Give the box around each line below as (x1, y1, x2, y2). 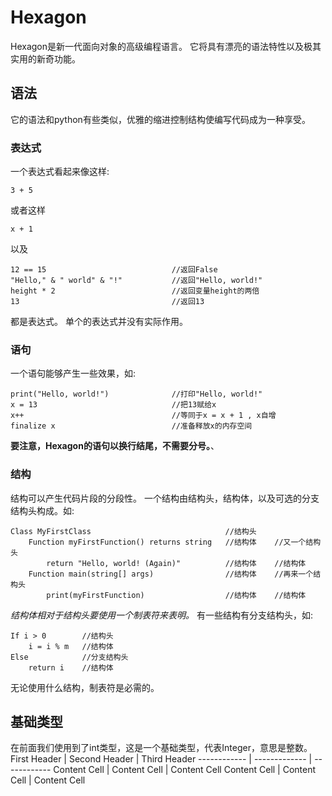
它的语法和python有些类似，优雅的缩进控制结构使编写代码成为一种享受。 (10, 113, 311, 125)
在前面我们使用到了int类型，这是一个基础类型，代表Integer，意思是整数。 (10, 742, 313, 754)
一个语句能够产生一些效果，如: (10, 367, 137, 380)
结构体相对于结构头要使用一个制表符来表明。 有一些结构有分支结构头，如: (10, 609, 313, 621)
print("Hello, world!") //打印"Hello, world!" (10, 389, 263, 400)
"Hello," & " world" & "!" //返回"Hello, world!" (10, 276, 263, 286)
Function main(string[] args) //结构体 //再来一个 (28, 569, 314, 579)
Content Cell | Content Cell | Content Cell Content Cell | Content (53, 764, 317, 776)
